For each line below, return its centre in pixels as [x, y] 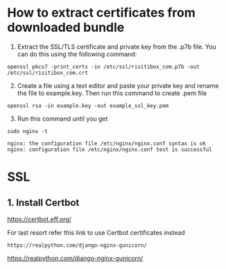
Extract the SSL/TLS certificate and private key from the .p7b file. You [117, 46]
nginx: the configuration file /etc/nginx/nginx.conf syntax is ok [107, 144]
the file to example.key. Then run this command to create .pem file [112, 93]
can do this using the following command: [77, 54]
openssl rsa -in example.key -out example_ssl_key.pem [88, 105]
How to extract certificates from [102, 13]
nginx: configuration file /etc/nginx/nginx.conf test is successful [110, 149]
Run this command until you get [62, 119]
